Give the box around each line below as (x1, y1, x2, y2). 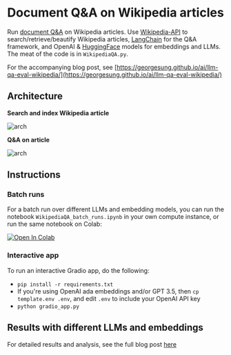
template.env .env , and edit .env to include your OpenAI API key (17, 294, 201, 303)
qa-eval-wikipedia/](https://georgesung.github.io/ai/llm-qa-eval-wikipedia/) (7, 70, 223, 79)
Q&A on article (7, 135, 50, 144)
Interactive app (7, 251, 59, 260)
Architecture (7, 90, 63, 102)
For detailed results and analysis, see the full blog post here (7, 340, 177, 348)
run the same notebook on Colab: (7, 220, 102, 229)
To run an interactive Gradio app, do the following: (7, 266, 150, 274)
